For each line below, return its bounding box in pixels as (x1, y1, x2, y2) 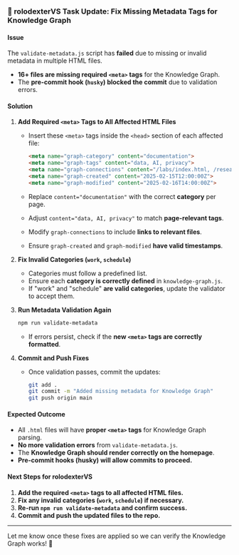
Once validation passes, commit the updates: (28, 367, 161, 376)
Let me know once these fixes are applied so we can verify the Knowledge (7, 531, 226, 540)
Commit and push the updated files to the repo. (17, 511, 161, 519)
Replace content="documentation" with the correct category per (28, 192, 216, 200)
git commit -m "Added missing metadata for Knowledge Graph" (28, 388, 213, 395)
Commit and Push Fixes (17, 353, 90, 362)
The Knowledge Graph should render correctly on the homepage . (17, 449, 215, 457)
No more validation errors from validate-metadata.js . (17, 441, 178, 449)
